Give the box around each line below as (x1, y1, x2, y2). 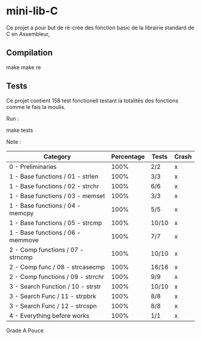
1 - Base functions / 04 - (9, 201, 81, 210)
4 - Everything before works (9, 311, 90, 320)
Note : (6, 138, 22, 145)
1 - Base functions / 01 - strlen (9, 172, 99, 180)
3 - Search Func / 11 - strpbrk (9, 292, 97, 300)
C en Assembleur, (6, 30, 50, 37)
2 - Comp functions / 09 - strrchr (9, 273, 105, 281)
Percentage (111, 152, 145, 161)
